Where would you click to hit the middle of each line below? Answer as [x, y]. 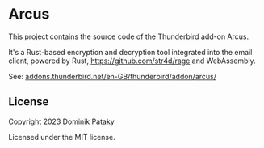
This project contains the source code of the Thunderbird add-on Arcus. [129, 36]
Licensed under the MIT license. [62, 137]
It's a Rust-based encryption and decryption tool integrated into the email [130, 52]
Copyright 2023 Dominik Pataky [61, 121]
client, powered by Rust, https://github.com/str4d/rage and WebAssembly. [132, 61]
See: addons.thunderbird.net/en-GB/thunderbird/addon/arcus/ [112, 76]
